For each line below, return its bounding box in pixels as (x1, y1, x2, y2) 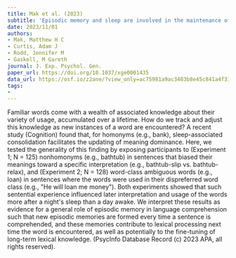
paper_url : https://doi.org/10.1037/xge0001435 (7, 69, 150, 76)
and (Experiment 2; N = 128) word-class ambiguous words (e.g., (27, 168, 213, 176)
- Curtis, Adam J (7, 43, 58, 50)
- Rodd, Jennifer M (7, 50, 65, 57)
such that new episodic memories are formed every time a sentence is (7, 212, 211, 221)
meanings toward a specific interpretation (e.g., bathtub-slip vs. (7, 160, 192, 169)
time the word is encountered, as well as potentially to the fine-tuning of (7, 228, 216, 236)
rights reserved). (7, 243, 56, 251)
